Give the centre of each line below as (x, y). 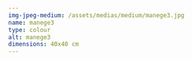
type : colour (30, 30)
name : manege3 (31, 23)
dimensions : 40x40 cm (44, 44)
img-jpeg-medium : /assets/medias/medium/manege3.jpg (96, 15)
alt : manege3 (30, 37)
